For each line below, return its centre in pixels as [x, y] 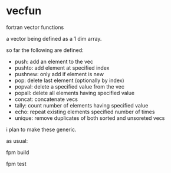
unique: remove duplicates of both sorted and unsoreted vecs [90, 118]
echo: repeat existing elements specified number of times [85, 112]
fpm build [18, 152]
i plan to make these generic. [41, 129]
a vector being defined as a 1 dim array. [54, 38]
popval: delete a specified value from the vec [70, 86]
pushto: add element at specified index [62, 68]
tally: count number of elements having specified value [81, 105]
